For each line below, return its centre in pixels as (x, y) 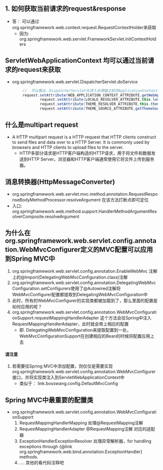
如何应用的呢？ (27, 307)
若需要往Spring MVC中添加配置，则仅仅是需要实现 (62, 366)
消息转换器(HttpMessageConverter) (60, 182)
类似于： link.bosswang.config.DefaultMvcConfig (69, 383)
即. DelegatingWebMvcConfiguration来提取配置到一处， (75, 330)
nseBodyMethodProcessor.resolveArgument (56, 200)
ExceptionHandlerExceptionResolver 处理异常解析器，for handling (85, 441)
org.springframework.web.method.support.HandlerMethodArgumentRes (84, 211)
